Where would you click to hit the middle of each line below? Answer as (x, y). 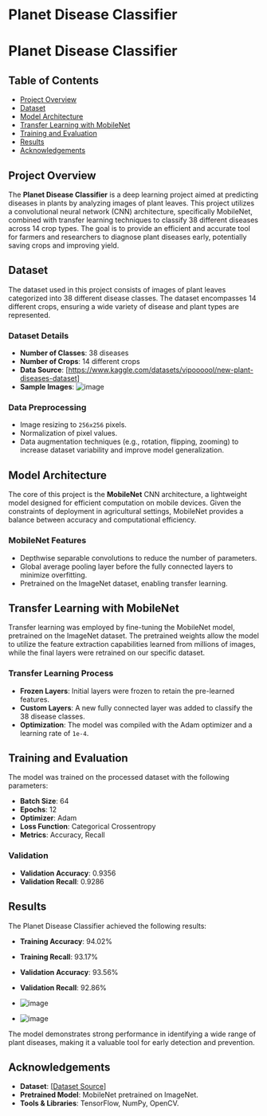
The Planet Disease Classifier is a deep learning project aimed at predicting (133, 194)
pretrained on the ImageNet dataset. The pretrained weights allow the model (133, 636)
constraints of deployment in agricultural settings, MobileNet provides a (126, 511)
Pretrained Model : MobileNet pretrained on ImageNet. (109, 1095)
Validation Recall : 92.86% (63, 987)
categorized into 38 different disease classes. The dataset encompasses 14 (132, 298)
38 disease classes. (52, 716)
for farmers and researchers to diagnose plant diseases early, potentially (128, 237)
